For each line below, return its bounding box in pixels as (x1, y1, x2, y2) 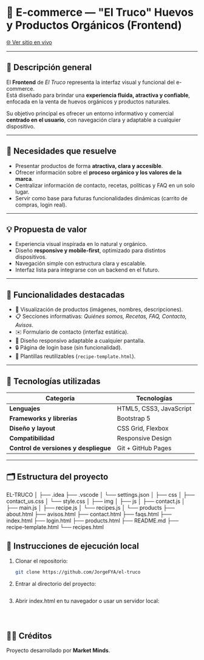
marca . (15, 175, 33, 182)
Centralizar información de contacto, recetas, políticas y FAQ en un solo (15, 181, 195, 189)
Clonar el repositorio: (15, 557, 68, 564)
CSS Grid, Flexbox (117, 424, 169, 432)
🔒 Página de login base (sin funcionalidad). (15, 344, 123, 351)
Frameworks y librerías (9, 414, 78, 423)
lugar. (15, 188, 30, 195)
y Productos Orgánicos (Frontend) (6, 18, 182, 32)
